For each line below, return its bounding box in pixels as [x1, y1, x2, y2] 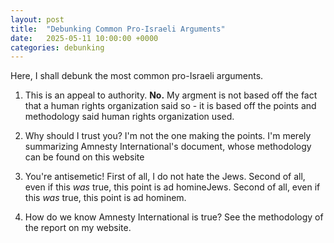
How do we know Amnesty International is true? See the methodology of [24, 211, 324, 223]
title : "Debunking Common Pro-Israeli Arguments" [10, 24, 226, 34]
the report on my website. [24, 222, 132, 234]
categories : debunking [10, 42, 105, 53]
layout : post [10, 14, 65, 25]
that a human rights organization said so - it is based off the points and [24, 100, 317, 112]
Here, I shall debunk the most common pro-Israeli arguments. [10, 70, 264, 82]
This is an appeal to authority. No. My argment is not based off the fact [24, 89, 318, 101]
